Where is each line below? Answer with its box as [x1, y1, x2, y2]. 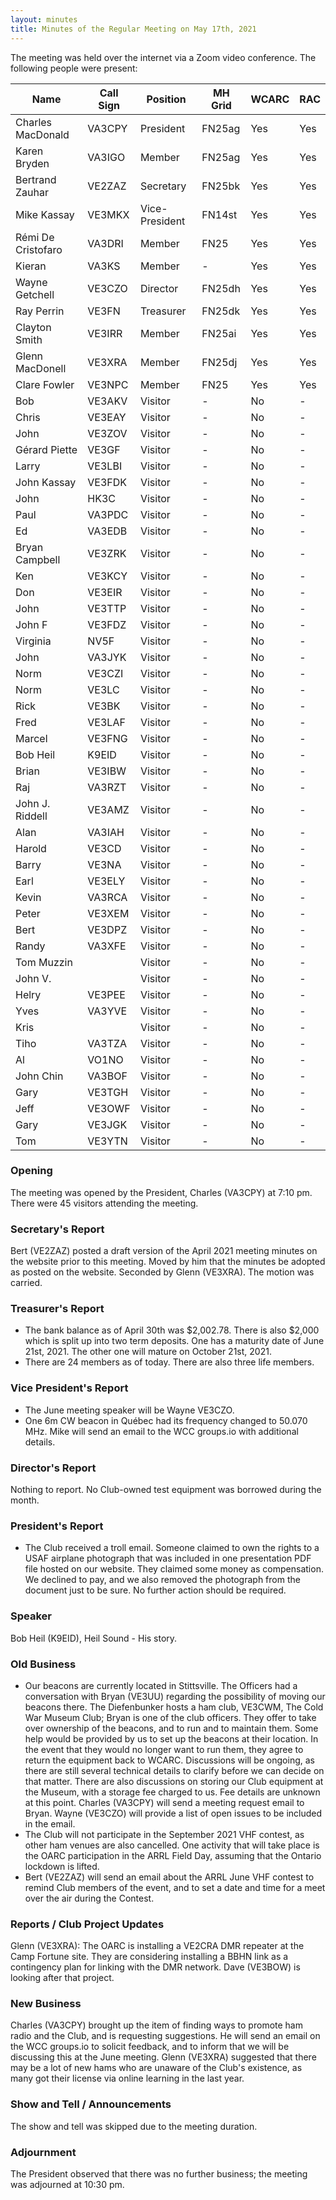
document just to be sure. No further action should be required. [24, 1584, 287, 1596]
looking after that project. [10, 1972, 115, 1984]
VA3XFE [87, 939, 127, 953]
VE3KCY [87, 569, 128, 583]
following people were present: [10, 62, 138, 74]
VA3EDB [87, 524, 128, 538]
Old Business [10, 1657, 77, 1671]
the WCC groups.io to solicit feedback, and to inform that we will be [10, 2041, 290, 2053]
